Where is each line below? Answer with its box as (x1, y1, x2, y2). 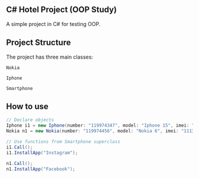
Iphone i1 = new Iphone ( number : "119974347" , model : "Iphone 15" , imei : (6, 122, 190, 129)
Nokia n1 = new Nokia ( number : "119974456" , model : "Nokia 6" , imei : (6, 128, 179, 134)
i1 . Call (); (6, 144, 33, 150)
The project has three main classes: (6, 53, 94, 60)
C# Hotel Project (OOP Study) (6, 5, 117, 15)
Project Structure (6, 38, 71, 48)
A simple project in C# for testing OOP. (6, 20, 101, 27)
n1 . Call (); (6, 160, 33, 166)
